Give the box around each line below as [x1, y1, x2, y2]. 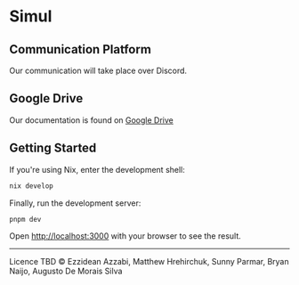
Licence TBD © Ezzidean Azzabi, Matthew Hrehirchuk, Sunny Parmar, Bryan [9, 256, 289, 267]
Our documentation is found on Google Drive [9, 114, 174, 126]
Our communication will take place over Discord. [9, 65, 188, 76]
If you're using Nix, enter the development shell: [9, 164, 185, 175]
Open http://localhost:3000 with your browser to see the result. [9, 231, 242, 241]
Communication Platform [9, 42, 151, 57]
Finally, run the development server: [9, 198, 141, 208]
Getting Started [9, 141, 97, 156]
